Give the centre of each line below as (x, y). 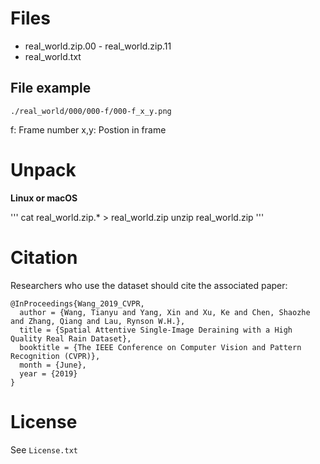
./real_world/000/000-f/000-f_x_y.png (91, 111)
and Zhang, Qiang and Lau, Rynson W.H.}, (98, 321)
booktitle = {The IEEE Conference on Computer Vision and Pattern (160, 347)
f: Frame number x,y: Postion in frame (88, 129)
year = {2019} (48, 373)
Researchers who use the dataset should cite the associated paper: (149, 285)
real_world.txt (53, 56)
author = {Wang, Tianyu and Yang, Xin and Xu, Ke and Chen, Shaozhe (165, 312)
